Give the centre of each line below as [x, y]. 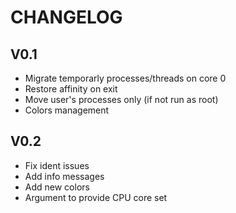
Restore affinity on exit [71, 89]
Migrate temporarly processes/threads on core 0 [125, 78]
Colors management [67, 110]
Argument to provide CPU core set [96, 197]
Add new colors [57, 187]
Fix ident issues [57, 165]
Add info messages [64, 176]
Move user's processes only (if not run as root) [121, 99]
